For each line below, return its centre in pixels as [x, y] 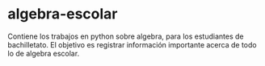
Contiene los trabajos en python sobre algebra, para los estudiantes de [126, 36]
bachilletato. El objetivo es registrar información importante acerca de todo [132, 44]
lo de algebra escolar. [44, 53]
